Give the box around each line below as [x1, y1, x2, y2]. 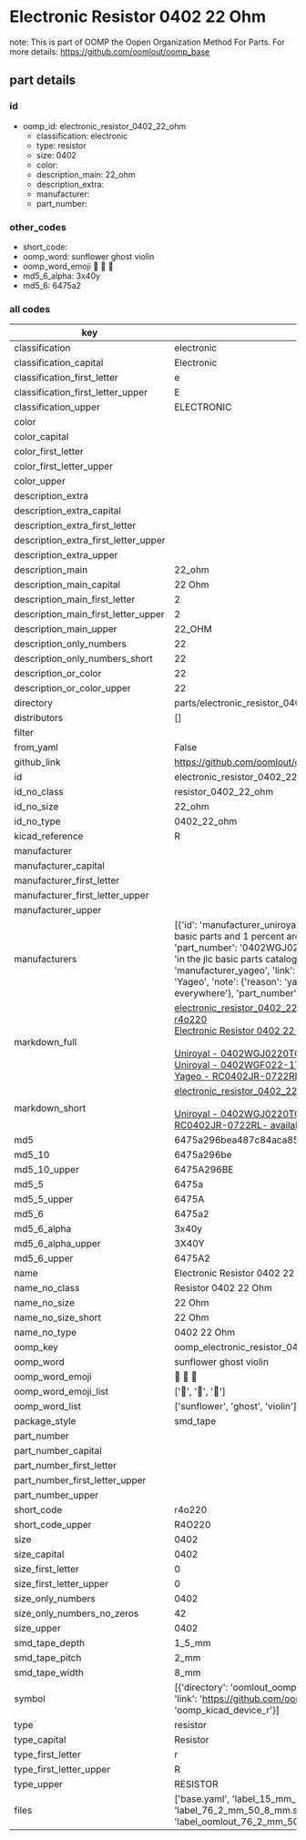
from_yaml [14, 741, 59, 754]
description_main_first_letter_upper [14, 608, 166, 621]
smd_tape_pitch [14, 1652, 82, 1664]
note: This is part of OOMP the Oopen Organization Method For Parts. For [9, 36, 285, 47]
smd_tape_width [14, 1666, 84, 1679]
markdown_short [14, 1102, 87, 1114]
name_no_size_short [14, 1311, 102, 1324]
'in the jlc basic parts [174, 953, 263, 966]
